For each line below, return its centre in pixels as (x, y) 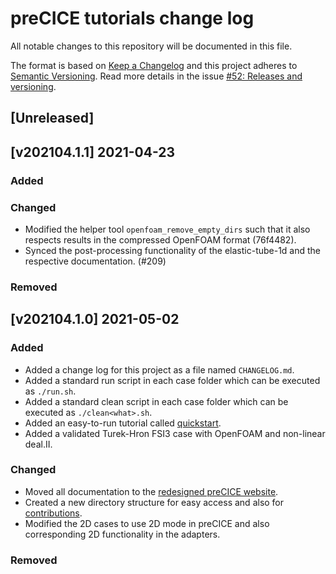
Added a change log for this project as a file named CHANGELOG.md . (159, 369)
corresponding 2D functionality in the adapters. (122, 534)
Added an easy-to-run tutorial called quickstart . (123, 423)
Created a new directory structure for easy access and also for (154, 502)
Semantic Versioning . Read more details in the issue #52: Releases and (156, 76)
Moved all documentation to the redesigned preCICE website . (151, 491)
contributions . (53, 513)
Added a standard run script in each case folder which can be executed (172, 380)
